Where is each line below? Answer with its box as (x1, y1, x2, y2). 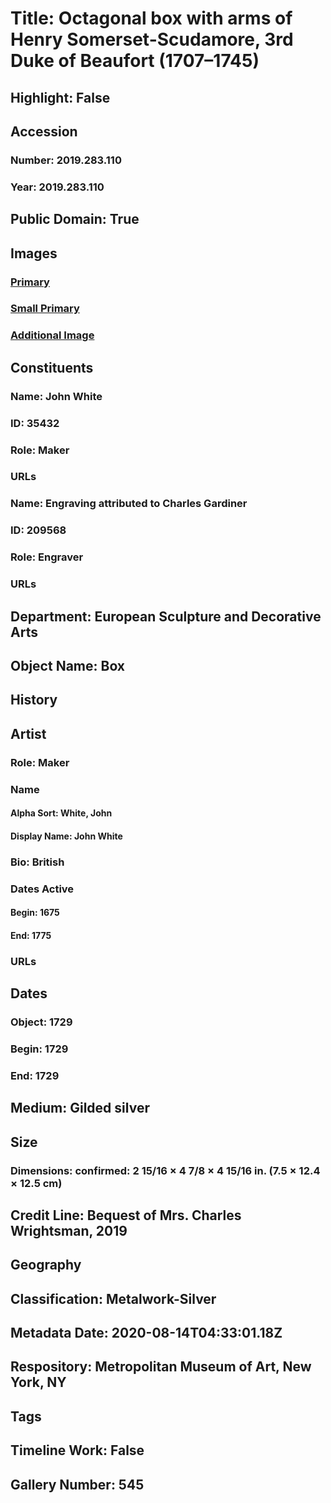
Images (10, 245, 58, 262)
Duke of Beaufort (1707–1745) (10, 50, 260, 72)
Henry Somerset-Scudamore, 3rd (10, 28, 294, 51)
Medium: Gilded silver (10, 1100, 150, 1117)
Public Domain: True (10, 211, 140, 228)
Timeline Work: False (10, 1442, 145, 1459)
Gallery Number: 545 (10, 1476, 145, 1493)
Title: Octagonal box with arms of (10, 7, 293, 30)
